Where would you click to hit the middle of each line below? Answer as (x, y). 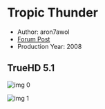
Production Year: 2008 (49, 46)
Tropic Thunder (53, 13)
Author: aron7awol (43, 32)
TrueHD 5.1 (31, 68)
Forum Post (34, 39)
